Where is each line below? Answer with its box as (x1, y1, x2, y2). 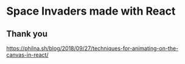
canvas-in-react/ (6, 51, 49, 59)
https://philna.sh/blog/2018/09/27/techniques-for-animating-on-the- (6, 44, 179, 52)
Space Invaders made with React (6, 4, 176, 18)
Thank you (6, 29, 47, 39)
